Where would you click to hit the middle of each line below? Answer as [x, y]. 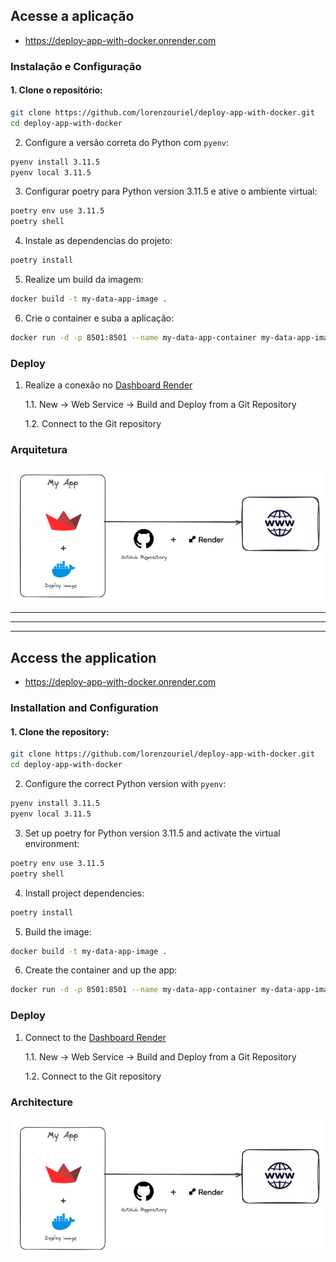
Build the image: [58, 931]
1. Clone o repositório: [56, 90]
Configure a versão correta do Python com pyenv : [127, 142]
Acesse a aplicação [72, 16]
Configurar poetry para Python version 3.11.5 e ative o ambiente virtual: [171, 191]
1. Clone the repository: [60, 731]
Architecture [42, 1102]
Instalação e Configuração [76, 66]
